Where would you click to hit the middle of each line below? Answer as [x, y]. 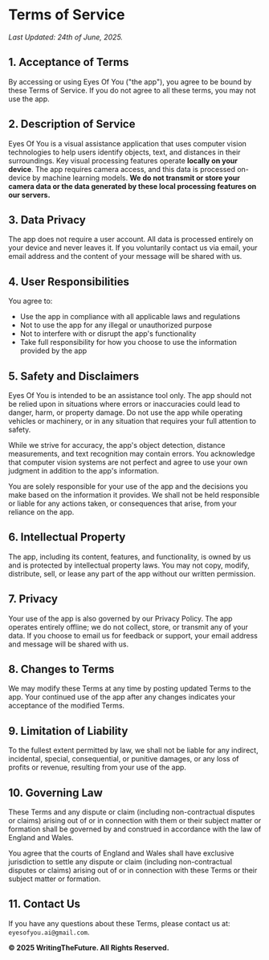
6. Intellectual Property [67, 537]
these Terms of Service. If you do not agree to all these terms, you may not [132, 90]
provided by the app [53, 351]
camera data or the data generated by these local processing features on [132, 186]
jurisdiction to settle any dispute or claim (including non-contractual [120, 862]
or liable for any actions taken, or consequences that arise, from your [122, 503]
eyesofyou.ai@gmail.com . [49, 932]
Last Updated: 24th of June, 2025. [65, 37]
